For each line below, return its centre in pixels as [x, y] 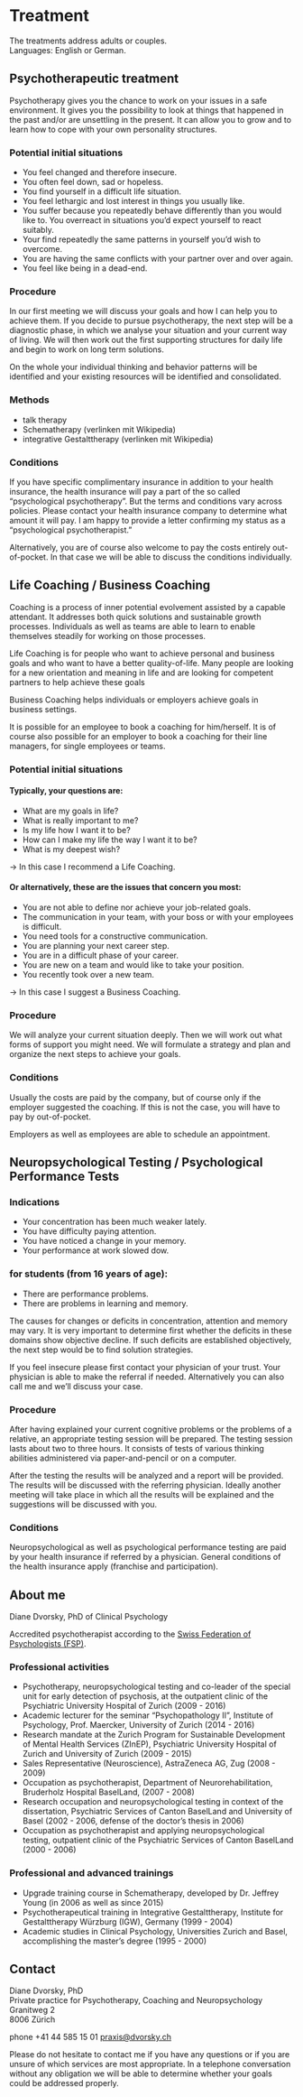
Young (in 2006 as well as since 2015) [93, 1902]
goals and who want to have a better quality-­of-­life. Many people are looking [151, 663]
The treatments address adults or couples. [88, 41]
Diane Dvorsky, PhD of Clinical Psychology [89, 1617]
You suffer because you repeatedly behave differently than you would [152, 211]
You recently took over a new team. [88, 975]
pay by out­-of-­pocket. [50, 1117]
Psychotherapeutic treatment [94, 79]
